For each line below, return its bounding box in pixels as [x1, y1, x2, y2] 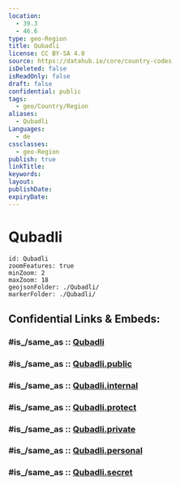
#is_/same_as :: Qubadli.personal [8, 445, 144, 457]
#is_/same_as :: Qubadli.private [8, 423, 136, 435]
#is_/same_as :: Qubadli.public [8, 358, 132, 369]
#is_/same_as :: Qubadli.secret [8, 467, 133, 479]
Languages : [8, 125, 45, 133]
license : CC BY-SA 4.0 [8, 49, 85, 58]
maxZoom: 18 [8, 276, 49, 284]
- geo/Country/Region [15, 102, 89, 110]
